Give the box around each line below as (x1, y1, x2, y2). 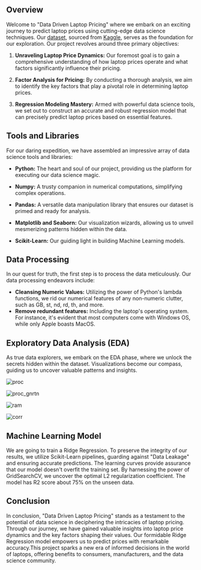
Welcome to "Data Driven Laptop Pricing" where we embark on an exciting (6, 20, 191, 28)
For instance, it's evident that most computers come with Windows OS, (14, 314, 191, 321)
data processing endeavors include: (6, 277, 95, 284)
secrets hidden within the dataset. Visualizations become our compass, (6, 361, 183, 368)
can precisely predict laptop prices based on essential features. (14, 113, 173, 120)
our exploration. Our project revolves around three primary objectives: (6, 40, 179, 47)
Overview (6, 5, 44, 15)
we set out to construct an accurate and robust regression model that (14, 107, 187, 114)
